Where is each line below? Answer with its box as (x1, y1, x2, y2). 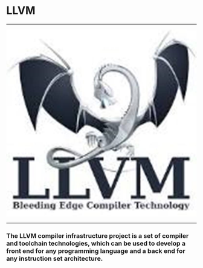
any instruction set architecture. (6, 255, 103, 263)
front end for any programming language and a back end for (6, 247, 185, 255)
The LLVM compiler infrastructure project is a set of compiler (6, 232, 189, 240)
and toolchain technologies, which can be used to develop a (6, 240, 186, 248)
